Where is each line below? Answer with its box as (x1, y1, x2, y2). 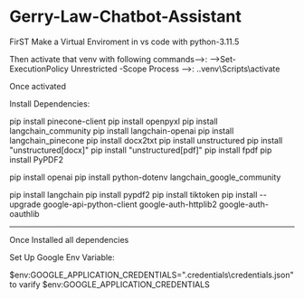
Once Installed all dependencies (9, 234, 129, 245)
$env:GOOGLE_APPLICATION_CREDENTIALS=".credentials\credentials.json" (9, 269, 294, 280)
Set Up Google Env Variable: (9, 251, 115, 263)
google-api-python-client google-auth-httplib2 (43, 199, 217, 210)
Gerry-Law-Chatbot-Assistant (9, 6, 242, 27)
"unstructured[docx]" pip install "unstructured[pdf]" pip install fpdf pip (9, 145, 272, 155)
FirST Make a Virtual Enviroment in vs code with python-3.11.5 (9, 36, 240, 47)
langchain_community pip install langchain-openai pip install (9, 125, 234, 136)
